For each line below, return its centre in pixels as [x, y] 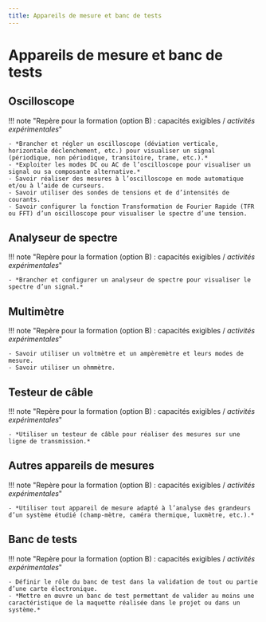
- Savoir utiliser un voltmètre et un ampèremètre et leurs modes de [126, 354]
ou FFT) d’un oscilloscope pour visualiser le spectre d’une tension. [128, 213]
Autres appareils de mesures [81, 466]
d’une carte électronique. [53, 589]
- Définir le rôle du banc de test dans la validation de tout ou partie [133, 582]
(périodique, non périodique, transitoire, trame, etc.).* [108, 157]
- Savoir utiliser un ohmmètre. [62, 368]
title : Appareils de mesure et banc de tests [85, 16]
